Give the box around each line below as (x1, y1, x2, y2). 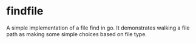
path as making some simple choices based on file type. (6, 30, 147, 37)
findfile (6, 4, 44, 18)
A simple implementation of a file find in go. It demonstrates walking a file (6, 24, 190, 31)
